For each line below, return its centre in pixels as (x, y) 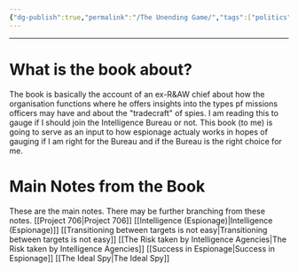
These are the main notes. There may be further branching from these (137, 211)
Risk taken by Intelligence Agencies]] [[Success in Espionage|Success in (142, 248)
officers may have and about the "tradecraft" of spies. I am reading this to (144, 113)
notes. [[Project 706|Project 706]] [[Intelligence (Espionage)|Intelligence (141, 220)
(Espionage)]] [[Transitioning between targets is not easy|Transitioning (138, 229)
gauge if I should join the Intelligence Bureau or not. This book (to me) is (141, 122)
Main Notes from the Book (107, 186)
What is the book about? (101, 70)
